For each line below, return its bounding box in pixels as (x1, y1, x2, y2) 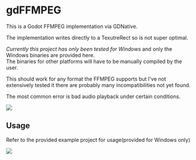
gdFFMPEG (6, 4, 61, 17)
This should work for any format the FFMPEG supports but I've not (6, 75, 166, 82)
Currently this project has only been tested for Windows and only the (6, 45, 173, 53)
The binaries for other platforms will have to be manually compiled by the (6, 58, 183, 65)
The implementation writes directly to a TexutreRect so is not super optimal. (6, 34, 188, 41)
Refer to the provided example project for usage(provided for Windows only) (6, 136, 191, 143)
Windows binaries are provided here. (6, 51, 95, 58)
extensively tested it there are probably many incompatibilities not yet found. (6, 81, 191, 88)
